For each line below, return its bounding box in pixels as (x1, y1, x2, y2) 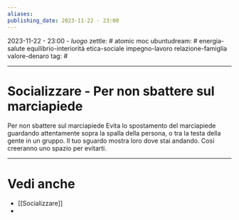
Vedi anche (7, 175, 76, 192)
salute (7, 44, 26, 53)
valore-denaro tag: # (7, 51, 68, 60)
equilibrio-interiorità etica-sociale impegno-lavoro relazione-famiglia (26, 44, 228, 53)
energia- (198, 36, 225, 45)
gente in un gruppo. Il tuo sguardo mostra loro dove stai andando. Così (7, 136, 215, 145)
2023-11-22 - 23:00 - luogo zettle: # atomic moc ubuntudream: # (7, 36, 198, 45)
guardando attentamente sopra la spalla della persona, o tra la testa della (7, 129, 221, 138)
